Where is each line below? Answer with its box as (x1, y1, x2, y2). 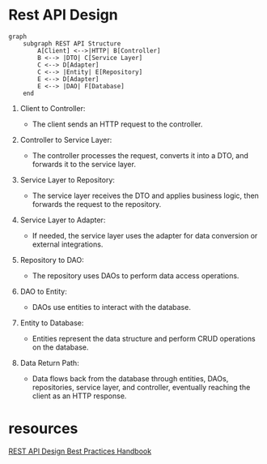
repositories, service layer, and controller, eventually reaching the (32, 382, 251, 392)
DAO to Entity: (19, 286, 67, 296)
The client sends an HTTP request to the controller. (32, 119, 203, 129)
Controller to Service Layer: (19, 135, 112, 144)
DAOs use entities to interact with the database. (32, 302, 192, 311)
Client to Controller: (19, 103, 86, 113)
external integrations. (32, 239, 104, 249)
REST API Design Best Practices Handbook (8, 446, 152, 456)
